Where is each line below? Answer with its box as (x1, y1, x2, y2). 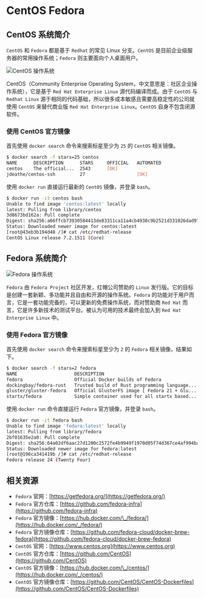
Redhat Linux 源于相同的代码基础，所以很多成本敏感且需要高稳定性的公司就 (6, 96, 195, 102)
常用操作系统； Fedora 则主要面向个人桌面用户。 (22, 54, 141, 61)
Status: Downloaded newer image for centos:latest (6, 223, 137, 230)
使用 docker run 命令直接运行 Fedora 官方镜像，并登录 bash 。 (6, 405, 159, 412)
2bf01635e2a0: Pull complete (6, 434, 80, 440)
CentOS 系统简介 (6, 29, 70, 40)
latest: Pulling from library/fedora (6, 428, 102, 435)
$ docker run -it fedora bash (6, 417, 83, 423)
